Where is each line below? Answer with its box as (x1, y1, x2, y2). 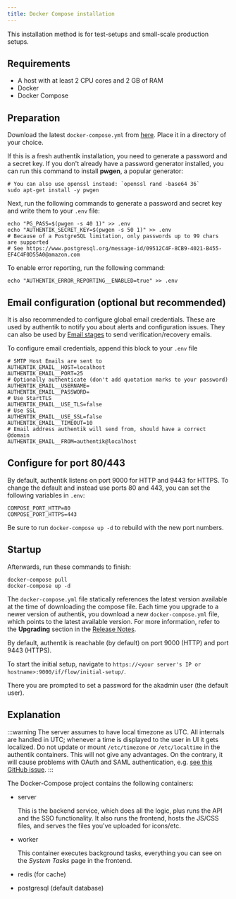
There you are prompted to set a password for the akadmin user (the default (7, 681, 229, 689)
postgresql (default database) (17, 883, 104, 892)
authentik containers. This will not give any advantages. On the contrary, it (7, 750, 223, 758)
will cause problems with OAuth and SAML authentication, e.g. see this (7, 758, 213, 766)
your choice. (7, 139, 44, 147)
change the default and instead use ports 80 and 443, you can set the (7, 483, 211, 492)
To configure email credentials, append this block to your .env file (7, 344, 198, 353)
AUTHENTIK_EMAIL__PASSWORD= (7, 389, 90, 396)
